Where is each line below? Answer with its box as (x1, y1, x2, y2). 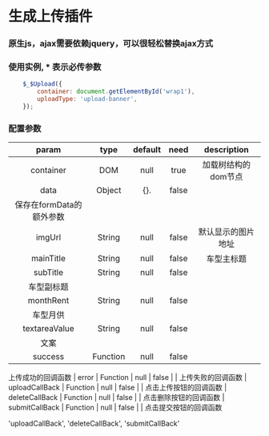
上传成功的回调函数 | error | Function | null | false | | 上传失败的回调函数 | (8, 373, 247, 382)
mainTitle (31, 253, 66, 264)
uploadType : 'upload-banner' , (37, 95, 138, 103)
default (133, 144, 162, 155)
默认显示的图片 (198, 226, 255, 237)
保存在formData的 (14, 200, 82, 211)
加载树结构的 (202, 159, 251, 171)
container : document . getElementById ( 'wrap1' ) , (37, 87, 195, 96)
